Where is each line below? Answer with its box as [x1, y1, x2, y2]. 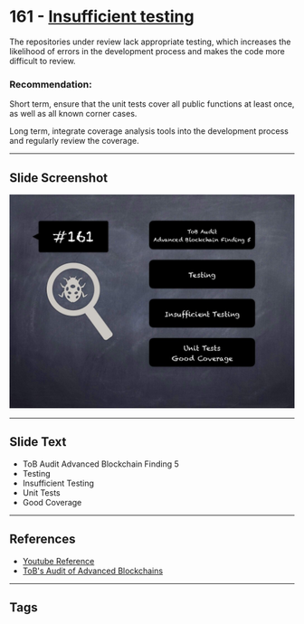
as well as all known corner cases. [9, 109, 138, 119]
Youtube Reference [22, 555, 95, 566]
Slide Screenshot [9, 170, 109, 185]
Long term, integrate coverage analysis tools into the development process [9, 126, 290, 137]
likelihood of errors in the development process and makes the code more [9, 45, 285, 56]
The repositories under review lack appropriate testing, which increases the [9, 36, 291, 47]
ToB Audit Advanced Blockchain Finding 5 [22, 459, 179, 469]
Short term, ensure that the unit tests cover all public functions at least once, [9, 99, 295, 109]
